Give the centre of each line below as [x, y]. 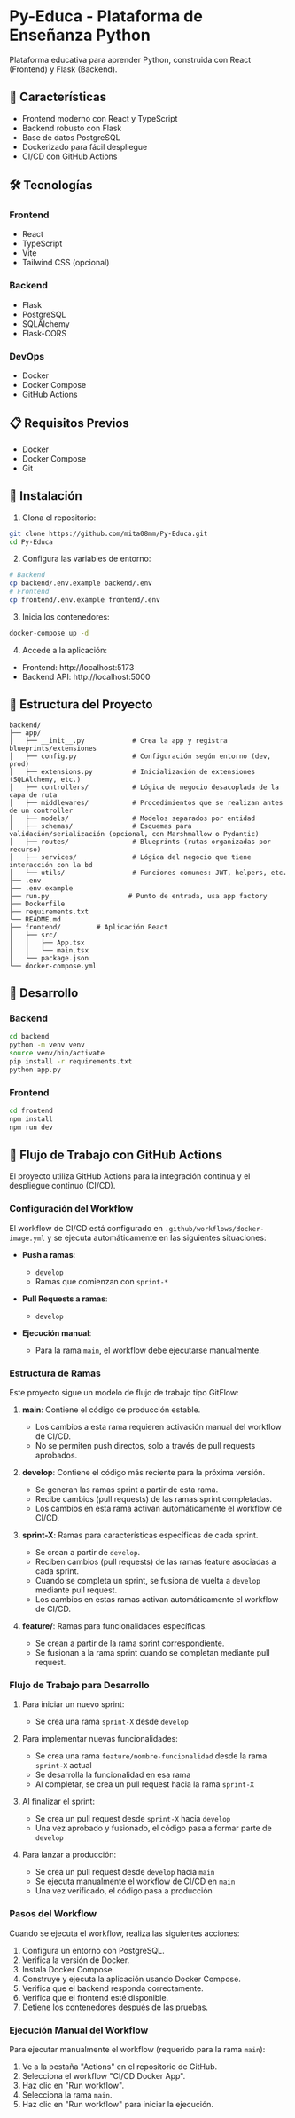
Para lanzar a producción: [69, 1855]
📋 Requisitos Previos [70, 423]
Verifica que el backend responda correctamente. [113, 1988]
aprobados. [56, 1455]
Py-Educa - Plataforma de [106, 16]
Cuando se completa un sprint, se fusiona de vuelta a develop [148, 1580]
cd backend [29, 1037]
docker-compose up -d [49, 633]
